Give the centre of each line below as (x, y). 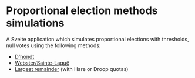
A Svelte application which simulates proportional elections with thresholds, (97, 39)
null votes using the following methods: (53, 45)
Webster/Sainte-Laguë (42, 63)
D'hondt (24, 56)
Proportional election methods (82, 11)
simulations (35, 23)
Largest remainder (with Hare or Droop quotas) (71, 69)
